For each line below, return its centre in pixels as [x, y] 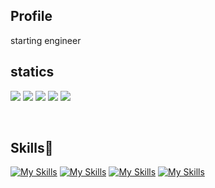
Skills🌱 [32, 148]
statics [32, 72]
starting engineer [46, 40]
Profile [31, 16]
